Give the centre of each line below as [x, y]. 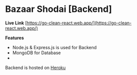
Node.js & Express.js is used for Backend [55, 47]
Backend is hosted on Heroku [35, 68]
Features [14, 38]
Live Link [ [16, 23]
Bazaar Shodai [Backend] [59, 9]
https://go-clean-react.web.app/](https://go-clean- [79, 23]
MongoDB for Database [37, 53]
